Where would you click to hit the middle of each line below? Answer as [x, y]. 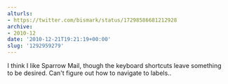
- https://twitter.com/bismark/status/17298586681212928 [92, 20]
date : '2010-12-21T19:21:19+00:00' [59, 40]
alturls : [20, 14]
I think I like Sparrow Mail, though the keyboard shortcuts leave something [115, 66]
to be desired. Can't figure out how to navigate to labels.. [89, 73]
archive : [20, 26]
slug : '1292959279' [36, 46]
